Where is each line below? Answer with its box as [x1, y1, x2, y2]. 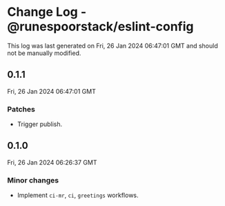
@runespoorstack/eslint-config [7, 19, 194, 34]
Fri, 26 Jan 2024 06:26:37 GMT [7, 158, 97, 166]
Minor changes [7, 175, 59, 185]
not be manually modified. [7, 49, 81, 57]
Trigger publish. [17, 120, 63, 128]
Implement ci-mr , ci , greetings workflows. [17, 191, 139, 200]
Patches [7, 104, 36, 114]
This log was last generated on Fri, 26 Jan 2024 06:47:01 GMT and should [7, 41, 219, 50]
